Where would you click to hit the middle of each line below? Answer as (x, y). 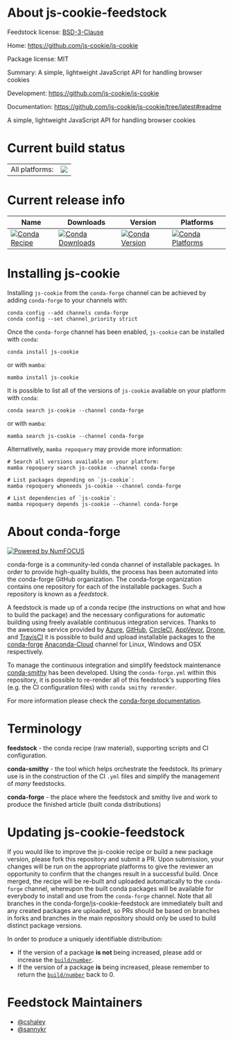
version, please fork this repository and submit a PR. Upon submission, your (115, 859)
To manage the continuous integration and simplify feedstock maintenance (114, 665)
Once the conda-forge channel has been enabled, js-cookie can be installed (116, 332)
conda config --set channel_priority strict (72, 319)
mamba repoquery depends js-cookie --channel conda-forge (93, 504)
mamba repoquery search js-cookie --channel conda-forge (91, 468)
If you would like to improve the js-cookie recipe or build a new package (110, 851)
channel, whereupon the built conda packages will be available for (119, 888)
